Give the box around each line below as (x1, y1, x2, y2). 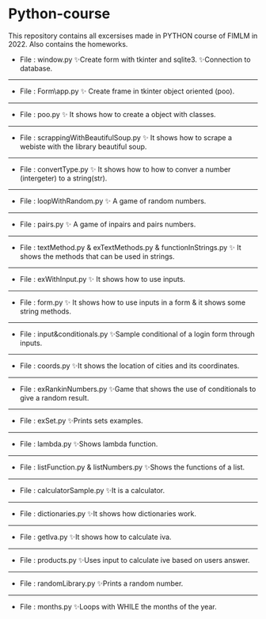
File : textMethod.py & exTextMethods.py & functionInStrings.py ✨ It (19, 242, 241, 252)
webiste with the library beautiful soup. (19, 142, 147, 151)
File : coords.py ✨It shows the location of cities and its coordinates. (19, 361, 240, 370)
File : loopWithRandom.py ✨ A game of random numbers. (19, 196, 207, 206)
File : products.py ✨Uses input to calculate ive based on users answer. (19, 555, 250, 564)
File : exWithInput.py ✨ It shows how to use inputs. (19, 274, 186, 283)
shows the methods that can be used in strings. (19, 251, 176, 261)
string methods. (19, 306, 72, 316)
